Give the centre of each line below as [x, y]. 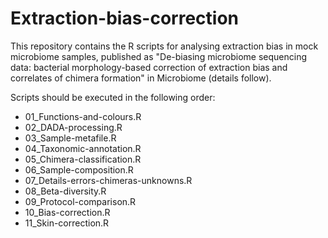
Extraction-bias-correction [125, 18]
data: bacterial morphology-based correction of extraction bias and [149, 67]
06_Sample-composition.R [79, 169]
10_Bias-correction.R [67, 212]
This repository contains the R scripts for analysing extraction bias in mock [164, 46]
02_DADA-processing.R [73, 127]
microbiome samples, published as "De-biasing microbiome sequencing [159, 56]
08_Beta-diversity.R [65, 191]
